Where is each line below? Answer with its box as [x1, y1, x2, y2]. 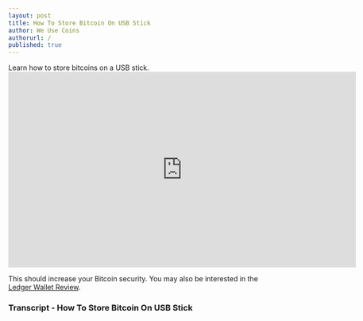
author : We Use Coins [8, 26, 80, 34]
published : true [8, 41, 62, 49]
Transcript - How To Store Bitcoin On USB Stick [8, 303, 193, 314]
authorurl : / [8, 33, 52, 42]
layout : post [8, 11, 52, 20]
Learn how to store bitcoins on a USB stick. [8, 63, 149, 72]
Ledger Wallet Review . [8, 283, 81, 292]
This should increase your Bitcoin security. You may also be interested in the [8, 274, 258, 284]
